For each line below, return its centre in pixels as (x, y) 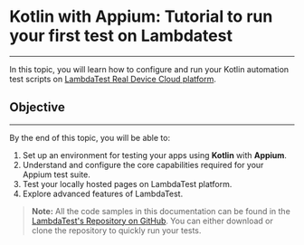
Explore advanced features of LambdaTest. (103, 193)
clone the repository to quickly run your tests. (116, 230)
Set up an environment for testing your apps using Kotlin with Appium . (155, 155)
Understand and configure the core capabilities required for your (143, 165)
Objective (38, 107)
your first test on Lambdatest (121, 36)
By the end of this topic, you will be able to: (90, 137)
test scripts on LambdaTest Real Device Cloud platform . (113, 79)
